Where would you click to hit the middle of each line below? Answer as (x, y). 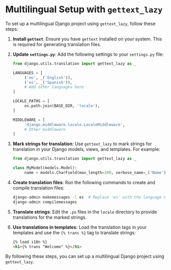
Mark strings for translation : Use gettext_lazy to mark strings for (82, 144)
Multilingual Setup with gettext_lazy (84, 9)
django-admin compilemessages (45, 202)
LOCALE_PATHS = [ (31, 101)
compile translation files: (39, 188)
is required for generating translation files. (57, 44)
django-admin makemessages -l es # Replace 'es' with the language (87, 197)
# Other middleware (45, 129)
